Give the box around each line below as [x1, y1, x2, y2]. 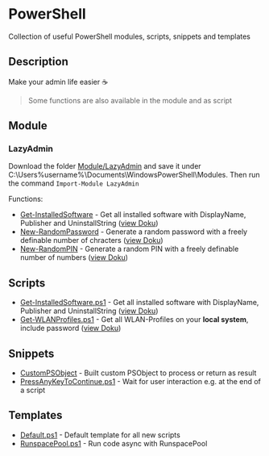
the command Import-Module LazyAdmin [8, 178, 139, 188]
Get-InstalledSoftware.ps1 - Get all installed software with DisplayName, [19, 298, 259, 307]
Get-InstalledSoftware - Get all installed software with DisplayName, [19, 210, 246, 220]
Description [8, 55, 68, 69]
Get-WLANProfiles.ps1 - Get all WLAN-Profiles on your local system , [19, 315, 249, 324]
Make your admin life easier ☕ [8, 77, 109, 86]
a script [19, 385, 46, 395]
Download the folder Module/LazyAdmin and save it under [8, 161, 201, 171]
